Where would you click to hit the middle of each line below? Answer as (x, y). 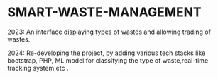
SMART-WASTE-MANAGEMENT (105, 12)
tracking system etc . (38, 68)
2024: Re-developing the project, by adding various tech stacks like (107, 53)
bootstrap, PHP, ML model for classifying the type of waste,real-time (108, 60)
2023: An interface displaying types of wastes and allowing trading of (109, 32)
